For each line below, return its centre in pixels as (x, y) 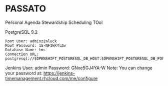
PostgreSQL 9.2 (21, 32)
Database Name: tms (25, 50)
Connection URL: (22, 54)
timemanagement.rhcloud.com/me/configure (51, 78)
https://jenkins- (59, 73)
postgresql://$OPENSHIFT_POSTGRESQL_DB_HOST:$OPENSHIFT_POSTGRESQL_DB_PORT (86, 58)
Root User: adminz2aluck (31, 41)
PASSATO (26, 9)
